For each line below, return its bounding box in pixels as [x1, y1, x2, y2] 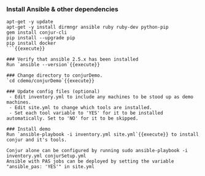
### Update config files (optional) [6, 88, 100, 95]
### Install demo [6, 126, 51, 132]
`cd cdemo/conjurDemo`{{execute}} [6, 78, 95, 84]
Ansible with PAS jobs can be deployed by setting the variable [6, 158, 174, 164]
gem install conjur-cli [6, 29, 68, 36]
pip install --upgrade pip [6, 35, 75, 41]
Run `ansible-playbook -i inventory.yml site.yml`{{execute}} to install [6, 131, 199, 138]
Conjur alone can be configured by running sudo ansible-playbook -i [6, 148, 188, 154]
